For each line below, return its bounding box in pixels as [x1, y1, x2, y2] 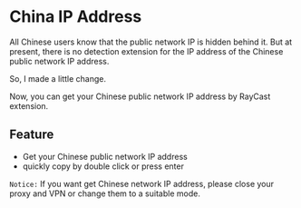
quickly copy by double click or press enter [22, 161, 184, 172]
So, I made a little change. [9, 73, 107, 84]
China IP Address [9, 6, 142, 27]
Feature [9, 127, 54, 143]
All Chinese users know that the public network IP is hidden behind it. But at [9, 36, 293, 47]
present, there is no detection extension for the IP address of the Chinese [9, 45, 284, 56]
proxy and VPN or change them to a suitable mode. [9, 188, 201, 199]
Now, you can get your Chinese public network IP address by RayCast [9, 91, 271, 102]
